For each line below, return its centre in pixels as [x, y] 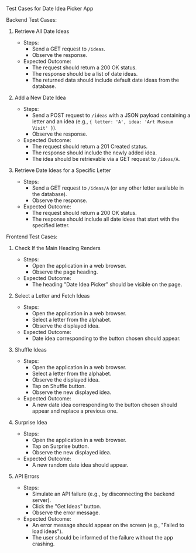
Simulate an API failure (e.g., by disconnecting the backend [103, 494]
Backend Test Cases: [32, 20]
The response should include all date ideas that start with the [106, 219]
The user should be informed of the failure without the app [103, 537]
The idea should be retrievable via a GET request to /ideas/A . [106, 159]
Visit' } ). [44, 128]
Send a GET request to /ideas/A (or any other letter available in [108, 188]
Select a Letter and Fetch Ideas [52, 296]
